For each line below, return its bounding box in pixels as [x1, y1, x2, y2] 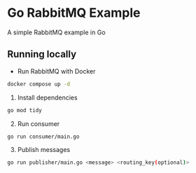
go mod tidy [7, 106, 42, 113]
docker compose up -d [7, 81, 71, 88]
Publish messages [17, 146, 71, 154]
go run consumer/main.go [7, 133, 80, 140]
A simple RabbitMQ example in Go [7, 28, 106, 36]
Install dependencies [17, 93, 78, 102]
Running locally [7, 48, 77, 60]
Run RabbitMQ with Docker [17, 67, 96, 75]
